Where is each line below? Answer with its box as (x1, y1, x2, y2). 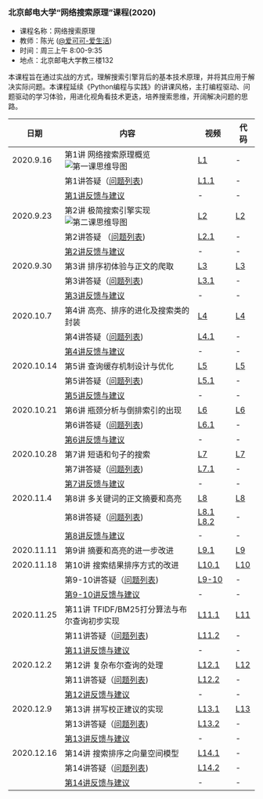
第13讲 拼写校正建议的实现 (64, 704, 164, 715)
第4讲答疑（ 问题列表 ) (64, 332, 144, 343)
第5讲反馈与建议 (64, 390, 125, 401)
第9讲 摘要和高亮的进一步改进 (64, 545, 175, 556)
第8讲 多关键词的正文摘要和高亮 (64, 493, 182, 504)
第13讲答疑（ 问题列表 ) (64, 719, 149, 730)
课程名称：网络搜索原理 (19, 26, 95, 36)
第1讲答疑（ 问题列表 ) (64, 176, 144, 187)
